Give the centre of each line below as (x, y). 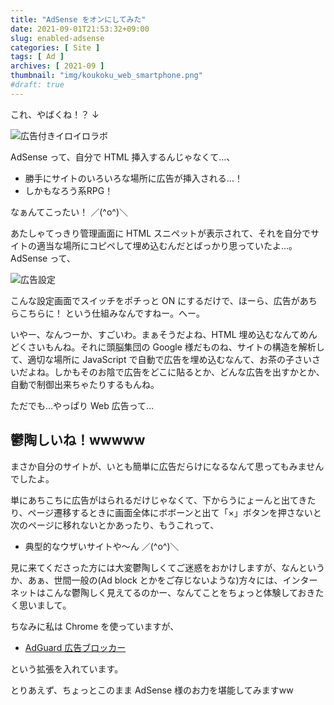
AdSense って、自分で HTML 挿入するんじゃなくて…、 (123, 157)
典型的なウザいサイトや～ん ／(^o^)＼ (102, 546)
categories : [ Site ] (55, 47)
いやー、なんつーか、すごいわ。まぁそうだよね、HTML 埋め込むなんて (155, 334)
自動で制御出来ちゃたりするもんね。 (85, 384)
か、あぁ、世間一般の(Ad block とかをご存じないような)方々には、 (146, 580)
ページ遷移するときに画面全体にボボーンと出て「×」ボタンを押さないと (174, 512)
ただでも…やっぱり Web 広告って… (82, 405)
